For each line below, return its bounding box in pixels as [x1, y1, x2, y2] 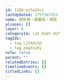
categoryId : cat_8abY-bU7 [5, 31, 60, 36]
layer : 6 [5, 26, 24, 32]
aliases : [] [5, 21, 30, 27]
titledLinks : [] [5, 69, 40, 74]
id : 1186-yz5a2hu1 [5, 7, 44, 13]
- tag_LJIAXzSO [10, 41, 42, 46]
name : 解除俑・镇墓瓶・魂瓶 [5, 17, 57, 22]
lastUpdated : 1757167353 [5, 12, 58, 17]
